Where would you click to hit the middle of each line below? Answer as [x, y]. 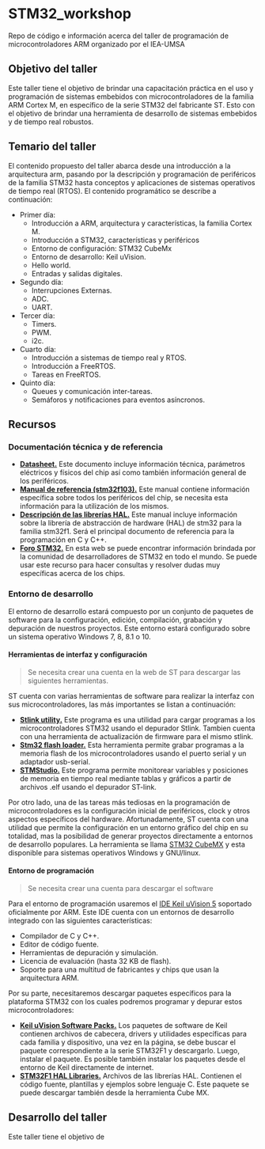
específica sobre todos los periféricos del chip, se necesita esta [124, 498]
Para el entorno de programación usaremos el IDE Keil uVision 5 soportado [130, 904]
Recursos [32, 424]
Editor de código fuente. [59, 944]
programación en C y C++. [63, 540]
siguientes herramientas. [68, 681]
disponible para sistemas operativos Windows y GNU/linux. [104, 852]
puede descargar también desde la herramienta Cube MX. [114, 1092]
